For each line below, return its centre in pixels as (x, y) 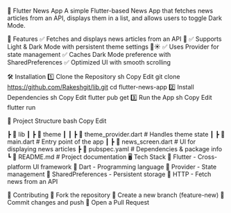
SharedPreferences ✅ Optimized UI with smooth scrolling (89, 62)
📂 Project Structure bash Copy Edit (57, 121)
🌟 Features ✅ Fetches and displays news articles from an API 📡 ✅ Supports (114, 39)
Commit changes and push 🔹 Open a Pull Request (78, 202)
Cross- (207, 157)
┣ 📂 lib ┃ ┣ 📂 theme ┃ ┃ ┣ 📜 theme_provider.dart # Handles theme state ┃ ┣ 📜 (116, 134)
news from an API (33, 181)
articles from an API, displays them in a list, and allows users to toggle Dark (114, 18)
